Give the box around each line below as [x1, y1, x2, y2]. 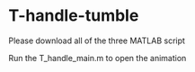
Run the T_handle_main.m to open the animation [8, 52, 187, 63]
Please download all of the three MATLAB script [8, 35, 186, 46]
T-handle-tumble [8, 5, 139, 26]
